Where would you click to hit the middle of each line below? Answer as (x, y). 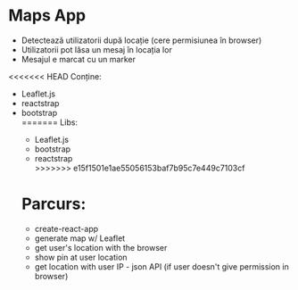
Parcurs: (54, 204)
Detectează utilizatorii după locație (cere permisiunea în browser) (141, 40)
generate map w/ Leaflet (80, 238)
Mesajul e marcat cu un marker (78, 59)
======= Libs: (49, 122)
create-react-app (66, 228)
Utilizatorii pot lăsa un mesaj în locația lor (97, 49)
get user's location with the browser (101, 247)
